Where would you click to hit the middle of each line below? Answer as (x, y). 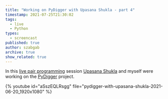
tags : (11, 19)
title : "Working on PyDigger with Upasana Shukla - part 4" (70, 10)
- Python (19, 29)
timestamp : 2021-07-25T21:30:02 (39, 15)
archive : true (20, 52)
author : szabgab (22, 47)
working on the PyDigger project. (40, 77)
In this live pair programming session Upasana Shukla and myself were (79, 71)
